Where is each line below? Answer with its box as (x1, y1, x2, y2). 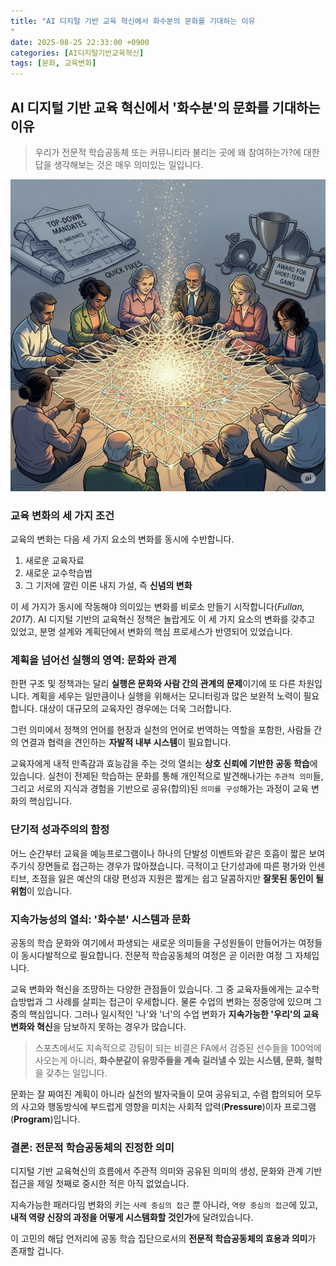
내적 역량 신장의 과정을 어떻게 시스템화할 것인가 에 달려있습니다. (10, 1211, 254, 1224)
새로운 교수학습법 (24, 567, 93, 579)
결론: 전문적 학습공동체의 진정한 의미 (10, 1140, 175, 1154)
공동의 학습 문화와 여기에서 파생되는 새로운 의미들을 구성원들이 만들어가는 (10, 936, 297, 949)
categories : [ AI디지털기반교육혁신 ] (10, 48, 145, 58)
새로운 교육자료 (24, 555, 85, 567)
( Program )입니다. (10, 1113, 81, 1125)
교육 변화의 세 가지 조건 (10, 508, 115, 522)
